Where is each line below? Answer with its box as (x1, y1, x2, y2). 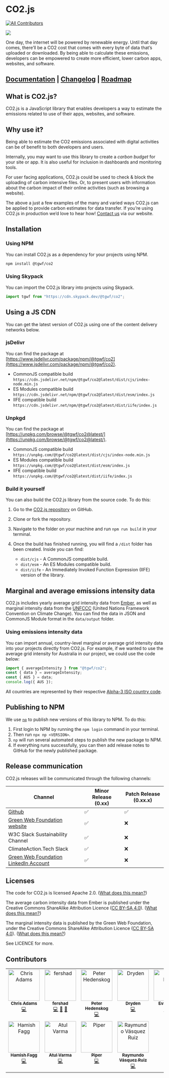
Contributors (6, 955, 47, 964)
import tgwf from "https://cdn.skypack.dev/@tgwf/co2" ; (6, 294, 125, 299)
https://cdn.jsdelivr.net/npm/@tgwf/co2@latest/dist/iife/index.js (13, 403, 157, 408)
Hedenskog (85, 1006, 109, 1011)
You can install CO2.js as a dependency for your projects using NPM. (6, 251, 148, 257)
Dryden (125, 1001, 141, 1006)
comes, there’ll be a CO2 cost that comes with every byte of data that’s (6, 44, 152, 51)
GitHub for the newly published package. (13, 747, 98, 753)
